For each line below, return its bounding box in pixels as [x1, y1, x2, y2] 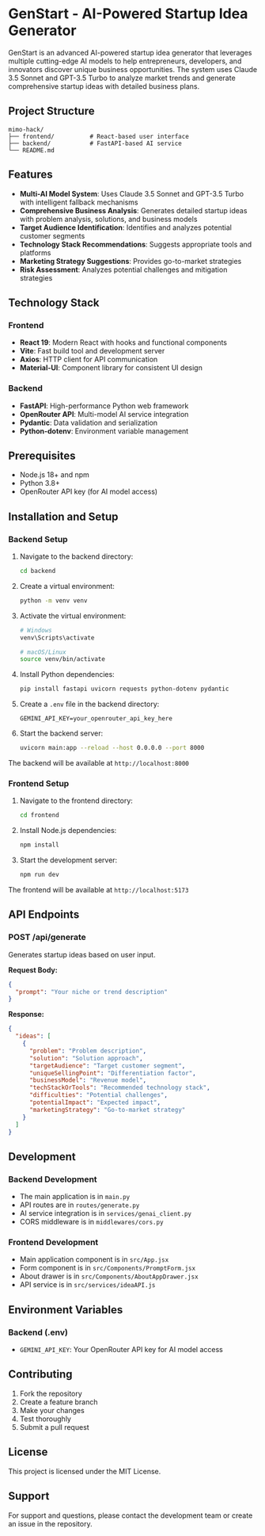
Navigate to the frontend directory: [19, 796, 133, 805]
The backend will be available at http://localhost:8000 [8, 758, 190, 768]
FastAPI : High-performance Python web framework [19, 401, 189, 411]
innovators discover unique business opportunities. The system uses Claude [8, 64, 258, 74]
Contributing [8, 1368, 73, 1381]
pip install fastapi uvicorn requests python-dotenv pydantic [19, 685, 229, 693]
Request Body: [8, 965, 58, 975]
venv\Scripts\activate [19, 633, 95, 642]
